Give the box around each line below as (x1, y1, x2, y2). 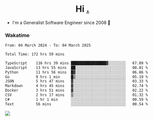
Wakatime (5, 32, 30, 39)
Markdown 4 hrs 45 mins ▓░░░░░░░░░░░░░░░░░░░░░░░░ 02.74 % (5, 83, 148, 89)
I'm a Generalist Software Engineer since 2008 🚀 (12, 20, 111, 25)
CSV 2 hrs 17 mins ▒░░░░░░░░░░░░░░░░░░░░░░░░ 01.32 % (5, 93, 148, 97)
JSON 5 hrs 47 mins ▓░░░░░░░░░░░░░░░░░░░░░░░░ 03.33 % (5, 79, 148, 84)
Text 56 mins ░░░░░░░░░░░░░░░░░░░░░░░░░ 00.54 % (5, 101, 148, 106)
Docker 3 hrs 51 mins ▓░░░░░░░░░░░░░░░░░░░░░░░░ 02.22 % (5, 88, 148, 93)
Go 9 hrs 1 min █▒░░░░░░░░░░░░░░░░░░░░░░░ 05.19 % (5, 74, 148, 79)
